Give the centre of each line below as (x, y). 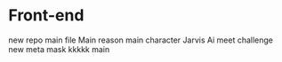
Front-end (46, 15)
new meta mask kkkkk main (59, 49)
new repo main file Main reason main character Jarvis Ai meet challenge (141, 40)
